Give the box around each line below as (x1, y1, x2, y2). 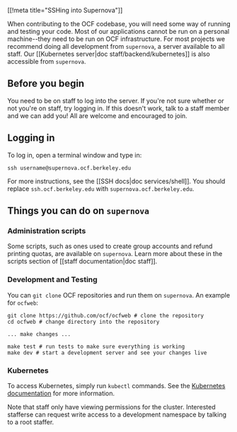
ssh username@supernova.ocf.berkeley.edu (7, 164, 132, 172)
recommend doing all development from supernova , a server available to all (7, 42, 225, 50)
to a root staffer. (7, 417, 54, 426)
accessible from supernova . (7, 57, 86, 66)
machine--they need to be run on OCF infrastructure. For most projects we (7, 35, 225, 43)
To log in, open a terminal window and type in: (7, 151, 142, 159)
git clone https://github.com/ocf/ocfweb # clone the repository (7, 312, 204, 319)
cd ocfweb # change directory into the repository (7, 318, 160, 325)
